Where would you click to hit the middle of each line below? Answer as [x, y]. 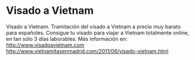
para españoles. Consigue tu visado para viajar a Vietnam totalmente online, [98, 32]
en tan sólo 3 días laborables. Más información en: [67, 39]
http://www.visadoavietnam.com [45, 45]
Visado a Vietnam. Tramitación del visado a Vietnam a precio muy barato [93, 27]
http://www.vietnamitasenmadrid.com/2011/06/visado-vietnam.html [87, 51]
